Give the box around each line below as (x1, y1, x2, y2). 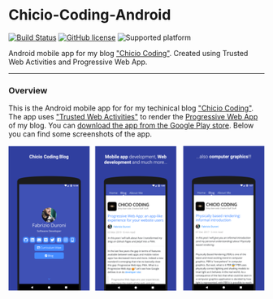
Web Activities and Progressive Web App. (8, 57, 148, 67)
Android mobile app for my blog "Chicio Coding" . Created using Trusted (8, 48, 249, 58)
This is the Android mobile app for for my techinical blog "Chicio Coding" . (8, 103, 254, 113)
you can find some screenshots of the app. (8, 129, 153, 139)
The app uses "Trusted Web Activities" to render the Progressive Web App (8, 112, 258, 122)
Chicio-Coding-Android (8, 6, 171, 24)
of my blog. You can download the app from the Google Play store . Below (8, 120, 254, 131)
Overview (8, 84, 48, 96)
